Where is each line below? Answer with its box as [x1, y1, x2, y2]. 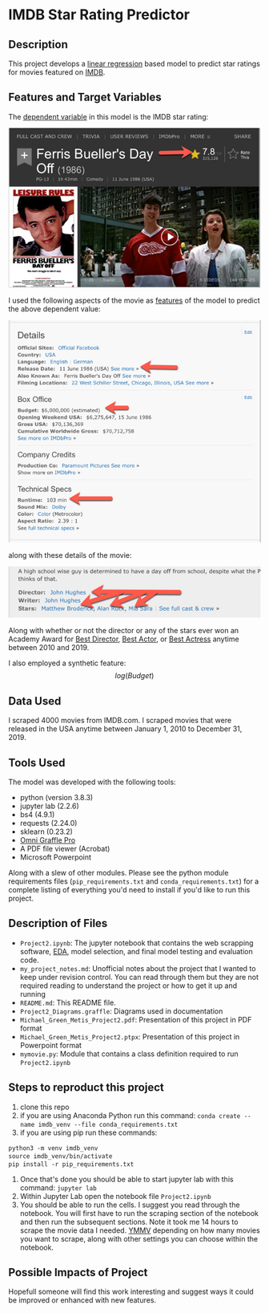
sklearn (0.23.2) [19, 827, 74, 836]
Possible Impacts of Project [8, 1266, 148, 1279]
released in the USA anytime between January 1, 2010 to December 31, [8, 724, 243, 734]
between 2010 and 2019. [8, 643, 90, 652]
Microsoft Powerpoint [19, 852, 92, 862]
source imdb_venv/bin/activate [8, 1152, 113, 1161]
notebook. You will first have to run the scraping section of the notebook [19, 1208, 259, 1217]
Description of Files [8, 917, 108, 930]
